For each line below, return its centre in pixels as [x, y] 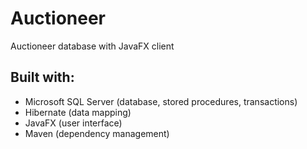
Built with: [42, 77]
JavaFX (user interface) [73, 123]
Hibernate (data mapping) [78, 112]
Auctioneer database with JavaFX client [92, 46]
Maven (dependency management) [97, 133]
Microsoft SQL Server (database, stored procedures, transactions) [161, 101]
